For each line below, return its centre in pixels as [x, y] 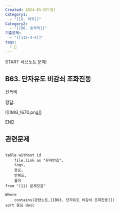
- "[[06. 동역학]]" [28, 28]
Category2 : [16, 24]
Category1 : [16, 14]
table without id [23, 155]
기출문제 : [13, 33]
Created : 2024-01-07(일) [30, 10]
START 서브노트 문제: [26, 62]
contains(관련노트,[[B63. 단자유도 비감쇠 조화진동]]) [64, 200]
